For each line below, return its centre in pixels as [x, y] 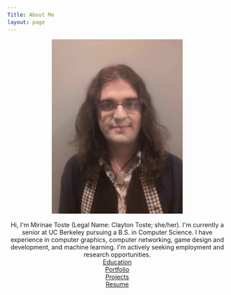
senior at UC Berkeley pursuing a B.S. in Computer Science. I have [117, 232]
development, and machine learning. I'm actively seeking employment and [117, 247]
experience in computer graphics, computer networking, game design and [117, 239]
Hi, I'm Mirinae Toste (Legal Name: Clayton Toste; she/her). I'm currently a [117, 224]
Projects [117, 277]
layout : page [26, 22]
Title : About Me [31, 15]
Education [117, 261]
